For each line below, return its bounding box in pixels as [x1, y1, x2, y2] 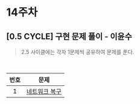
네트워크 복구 [26, 88, 62, 96]
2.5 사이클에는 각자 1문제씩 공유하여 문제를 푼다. [21, 49, 135, 55]
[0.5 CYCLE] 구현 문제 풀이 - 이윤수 [6, 31, 133, 41]
